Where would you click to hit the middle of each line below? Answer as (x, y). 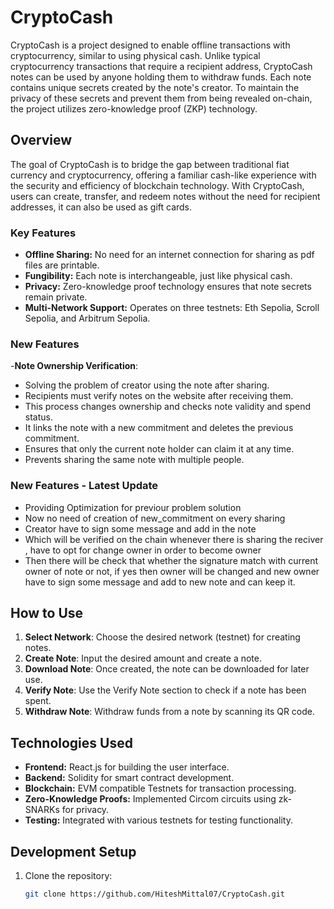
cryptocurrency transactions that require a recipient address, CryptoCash (161, 66)
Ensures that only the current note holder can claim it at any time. (159, 449)
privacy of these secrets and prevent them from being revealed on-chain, (161, 98)
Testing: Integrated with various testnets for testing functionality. (158, 820)
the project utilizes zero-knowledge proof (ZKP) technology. (134, 108)
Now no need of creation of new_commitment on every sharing (155, 518)
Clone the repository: (68, 876)
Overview (41, 140)
